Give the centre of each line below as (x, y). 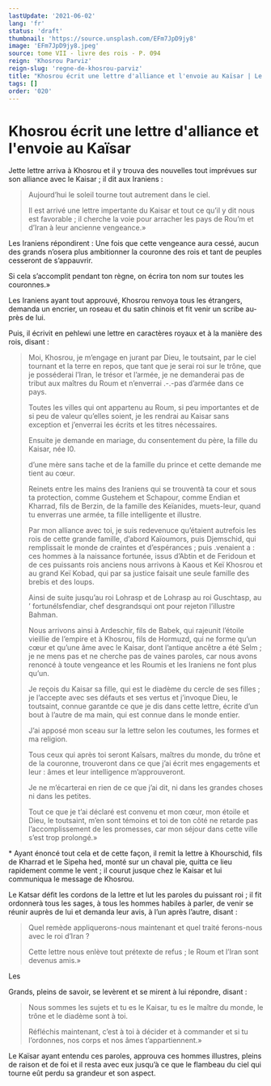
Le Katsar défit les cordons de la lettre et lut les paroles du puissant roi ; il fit (135, 895)
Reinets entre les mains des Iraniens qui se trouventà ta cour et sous (142, 489)
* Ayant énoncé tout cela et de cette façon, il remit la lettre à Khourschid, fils (135, 853)
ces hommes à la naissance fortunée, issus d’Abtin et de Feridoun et (142, 556)
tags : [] (23, 83)
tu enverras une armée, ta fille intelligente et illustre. (115, 515)
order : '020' (30, 91)
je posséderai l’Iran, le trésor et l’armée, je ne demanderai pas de (136, 375)
